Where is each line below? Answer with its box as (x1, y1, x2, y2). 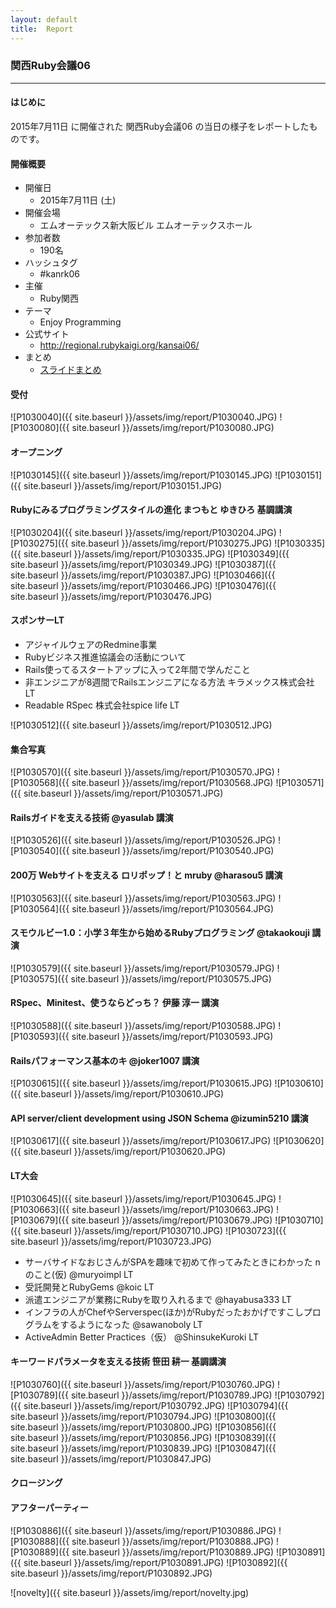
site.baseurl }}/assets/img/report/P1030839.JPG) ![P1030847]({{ (10, 1442, 277, 1454)
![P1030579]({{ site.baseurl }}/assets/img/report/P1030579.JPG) (10, 962, 275, 974)
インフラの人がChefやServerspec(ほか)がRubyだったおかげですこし (24, 1306, 304, 1318)
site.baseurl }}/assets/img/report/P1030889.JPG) (71, 1546, 275, 1558)
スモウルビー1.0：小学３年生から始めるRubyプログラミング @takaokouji (10, 927, 311, 939)
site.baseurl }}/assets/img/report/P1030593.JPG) (71, 1031, 274, 1043)
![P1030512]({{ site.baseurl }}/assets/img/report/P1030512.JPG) (10, 719, 273, 731)
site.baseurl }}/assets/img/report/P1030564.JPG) (71, 902, 275, 915)
